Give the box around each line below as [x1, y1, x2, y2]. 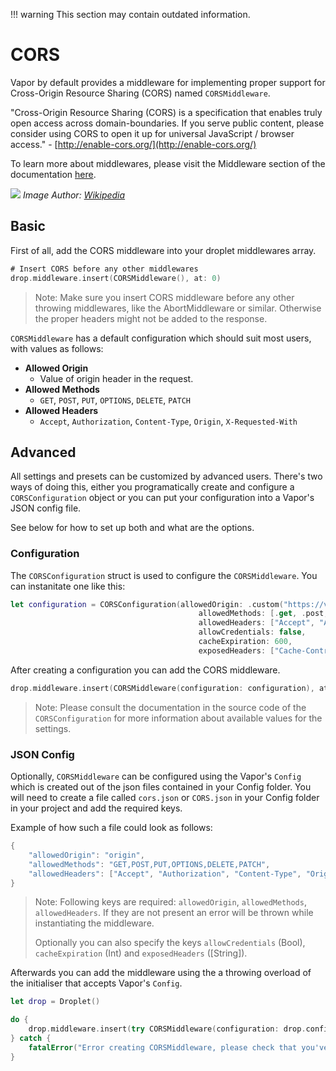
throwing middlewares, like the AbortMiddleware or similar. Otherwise [34, 302, 322, 314]
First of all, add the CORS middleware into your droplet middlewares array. [10, 244, 317, 256]
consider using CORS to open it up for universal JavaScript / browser [10, 127, 295, 139]
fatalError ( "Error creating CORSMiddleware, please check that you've [28, 1042, 329, 1053]
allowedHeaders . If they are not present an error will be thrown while [34, 907, 314, 919]
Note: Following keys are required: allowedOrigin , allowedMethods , [34, 896, 307, 908]
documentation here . [10, 168, 97, 180]
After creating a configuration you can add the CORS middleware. [10, 664, 281, 676]
